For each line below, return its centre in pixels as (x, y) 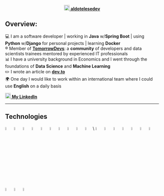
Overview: (21, 24)
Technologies (26, 117)
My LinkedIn (24, 97)
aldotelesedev (85, 9)
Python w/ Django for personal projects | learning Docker (63, 43)
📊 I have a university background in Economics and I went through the (76, 59)
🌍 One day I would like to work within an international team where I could (79, 79)
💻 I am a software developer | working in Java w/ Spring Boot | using (75, 36)
